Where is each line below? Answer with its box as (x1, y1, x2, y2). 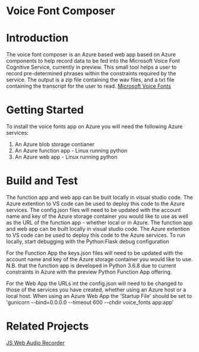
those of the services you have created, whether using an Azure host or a (6, 286, 187, 293)
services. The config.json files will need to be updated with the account (6, 207, 181, 213)
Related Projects (6, 319, 89, 333)
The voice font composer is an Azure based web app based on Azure (6, 51, 176, 58)
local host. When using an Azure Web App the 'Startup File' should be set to (6, 293, 192, 299)
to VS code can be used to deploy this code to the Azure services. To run (6, 232, 186, 239)
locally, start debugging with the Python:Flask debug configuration (6, 238, 169, 245)
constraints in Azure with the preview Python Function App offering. (6, 268, 172, 275)
